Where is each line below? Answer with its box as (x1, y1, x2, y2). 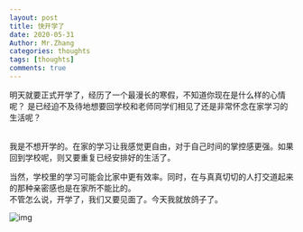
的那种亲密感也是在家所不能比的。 (9, 182, 136, 193)
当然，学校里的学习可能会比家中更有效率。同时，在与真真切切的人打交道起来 (9, 171, 294, 181)
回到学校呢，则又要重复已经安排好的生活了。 (9, 152, 176, 162)
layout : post (9, 13, 59, 23)
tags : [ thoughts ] (9, 55, 75, 64)
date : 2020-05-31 (9, 30, 75, 39)
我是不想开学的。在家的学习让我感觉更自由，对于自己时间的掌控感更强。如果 (9, 141, 294, 152)
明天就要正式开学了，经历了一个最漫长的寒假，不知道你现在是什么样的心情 (9, 89, 286, 100)
